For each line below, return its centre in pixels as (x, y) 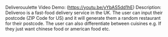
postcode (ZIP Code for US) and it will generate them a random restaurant (83, 18)
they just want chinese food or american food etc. (58, 29)
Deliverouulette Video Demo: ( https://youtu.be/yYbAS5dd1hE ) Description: (83, 7)
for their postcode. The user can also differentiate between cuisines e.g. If (83, 23)
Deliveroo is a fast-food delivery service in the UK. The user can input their (84, 13)
